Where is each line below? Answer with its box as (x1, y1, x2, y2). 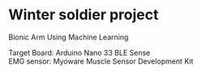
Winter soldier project (8, 6, 159, 24)
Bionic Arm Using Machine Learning (8, 32, 129, 42)
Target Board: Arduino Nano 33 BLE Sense (8, 47, 151, 57)
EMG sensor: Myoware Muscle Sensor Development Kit (8, 56, 194, 66)
